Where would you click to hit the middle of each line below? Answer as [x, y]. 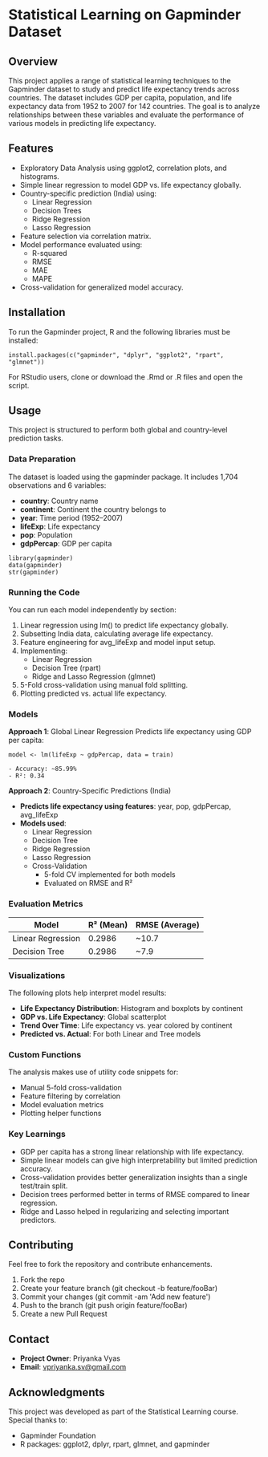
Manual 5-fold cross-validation [71, 1088]
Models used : [43, 823]
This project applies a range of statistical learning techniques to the [120, 81]
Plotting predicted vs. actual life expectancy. [93, 694]
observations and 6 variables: [57, 485]
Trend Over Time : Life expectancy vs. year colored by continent [126, 1025]
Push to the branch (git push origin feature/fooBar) [104, 1305]
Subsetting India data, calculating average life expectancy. [116, 634]
